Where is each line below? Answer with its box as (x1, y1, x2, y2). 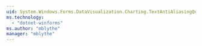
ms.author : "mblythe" (6, 25, 61, 32)
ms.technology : (6, 14, 44, 20)
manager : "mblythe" (6, 31, 55, 37)
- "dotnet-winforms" (11, 20, 63, 26)
